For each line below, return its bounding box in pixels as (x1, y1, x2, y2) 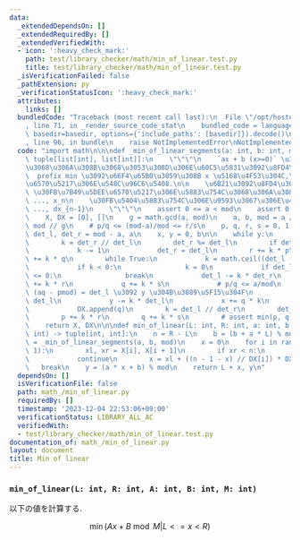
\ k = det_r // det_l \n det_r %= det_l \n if (25, 238, 278, 247)
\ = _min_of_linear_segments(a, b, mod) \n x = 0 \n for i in (25, 338, 278, 347)
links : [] (25, 105, 62, 114)
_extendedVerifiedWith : (17, 38, 105, 47)
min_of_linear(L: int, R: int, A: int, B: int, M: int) (9, 484, 257, 493)
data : (9, 13, 29, 22)
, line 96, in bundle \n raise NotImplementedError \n (25, 138, 238, 147)
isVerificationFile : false (17, 380, 118, 389)
